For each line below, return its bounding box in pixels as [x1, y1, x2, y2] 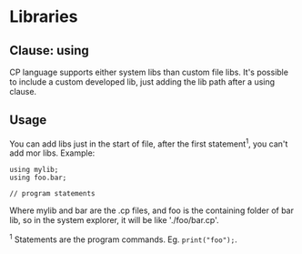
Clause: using [9, 43, 89, 58]
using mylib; [9, 166, 59, 175]
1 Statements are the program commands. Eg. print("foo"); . [9, 232, 238, 245]
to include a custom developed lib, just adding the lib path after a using [9, 76, 276, 87]
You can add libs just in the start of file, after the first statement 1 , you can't [9, 137, 288, 149]
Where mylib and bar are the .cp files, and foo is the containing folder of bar [9, 205, 294, 216]
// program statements [9, 189, 96, 198]
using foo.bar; [9, 173, 67, 183]
